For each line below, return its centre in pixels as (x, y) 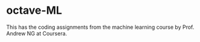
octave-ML (34, 10)
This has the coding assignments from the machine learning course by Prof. (100, 27)
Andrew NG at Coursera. (37, 33)
